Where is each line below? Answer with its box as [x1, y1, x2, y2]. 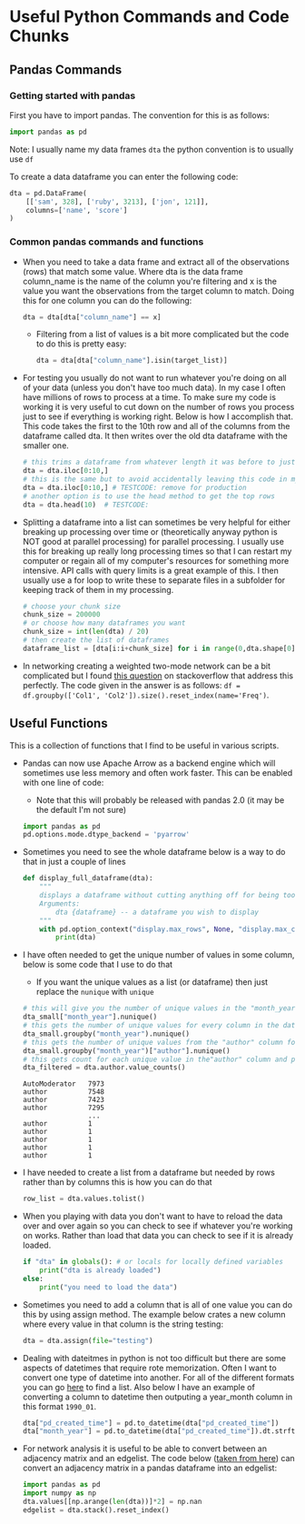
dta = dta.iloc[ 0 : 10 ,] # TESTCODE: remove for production [22, 483, 247, 492]
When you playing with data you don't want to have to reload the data [22, 1211, 283, 1222]
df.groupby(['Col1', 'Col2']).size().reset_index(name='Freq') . [22, 689, 270, 700]
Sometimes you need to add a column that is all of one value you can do [22, 1298, 293, 1310]
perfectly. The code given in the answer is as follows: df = [22, 679, 241, 690]
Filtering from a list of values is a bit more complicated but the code [35, 329, 290, 340]
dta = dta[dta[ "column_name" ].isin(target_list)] [35, 356, 229, 366]
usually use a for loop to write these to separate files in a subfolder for [22, 575, 286, 586]
